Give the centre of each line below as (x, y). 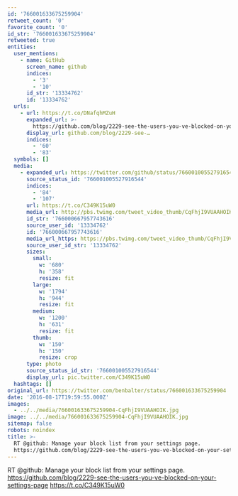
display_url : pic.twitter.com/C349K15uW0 (88, 377)
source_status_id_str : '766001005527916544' (93, 371)
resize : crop (58, 357)
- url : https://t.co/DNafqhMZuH (68, 113)
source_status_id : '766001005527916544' (86, 179)
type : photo (44, 364)
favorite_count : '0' (38, 27)
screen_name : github (56, 67)
